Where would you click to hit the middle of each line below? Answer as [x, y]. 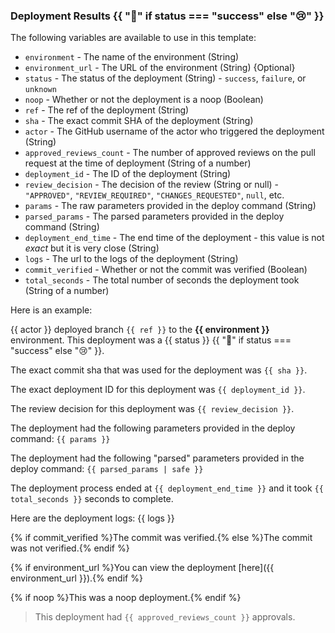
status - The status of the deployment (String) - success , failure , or [165, 78]
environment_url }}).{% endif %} [76, 578]
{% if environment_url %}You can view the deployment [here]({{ [142, 568]
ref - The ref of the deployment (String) [107, 110]
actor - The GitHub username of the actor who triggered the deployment [174, 131]
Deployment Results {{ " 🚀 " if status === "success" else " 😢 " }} [167, 16]
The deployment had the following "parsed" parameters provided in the [157, 458]
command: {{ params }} [60, 439]
